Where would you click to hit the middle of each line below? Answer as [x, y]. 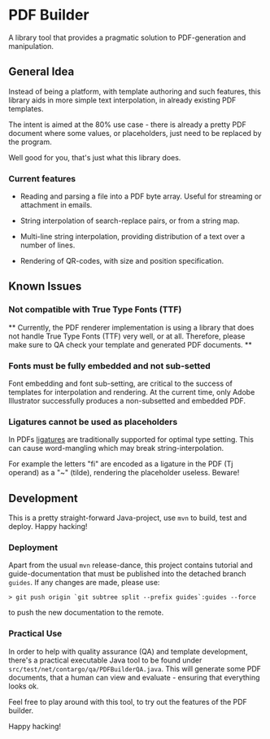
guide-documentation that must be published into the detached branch [127, 574]
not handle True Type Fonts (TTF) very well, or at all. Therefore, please [127, 336]
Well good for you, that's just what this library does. [95, 157]
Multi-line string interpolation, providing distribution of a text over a [133, 237]
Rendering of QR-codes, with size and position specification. [122, 261]
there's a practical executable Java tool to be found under [105, 660]
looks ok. [24, 686]
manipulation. [31, 46]
